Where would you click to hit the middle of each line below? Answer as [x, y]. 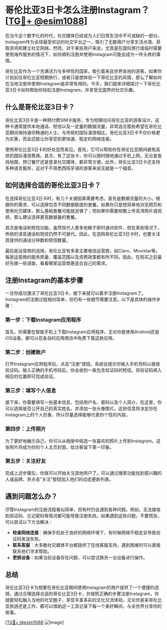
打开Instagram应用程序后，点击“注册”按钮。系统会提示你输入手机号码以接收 [83, 364]
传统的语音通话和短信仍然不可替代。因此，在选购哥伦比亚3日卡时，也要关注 [83, 234]
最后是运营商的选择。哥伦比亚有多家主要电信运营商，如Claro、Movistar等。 [83, 250]
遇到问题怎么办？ [31, 497]
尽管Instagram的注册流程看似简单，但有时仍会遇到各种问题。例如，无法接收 [83, 509]
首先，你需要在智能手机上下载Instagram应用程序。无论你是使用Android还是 [82, 332]
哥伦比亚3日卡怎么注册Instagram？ [78, 10]
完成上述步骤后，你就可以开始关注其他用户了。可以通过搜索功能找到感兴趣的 [83, 473]
